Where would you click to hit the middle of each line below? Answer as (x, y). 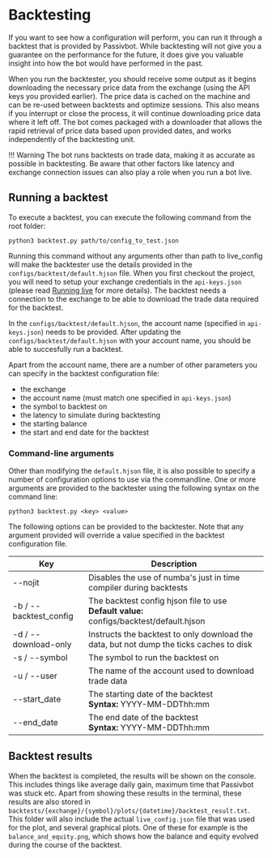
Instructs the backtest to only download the (171, 634)
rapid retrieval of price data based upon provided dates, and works (120, 131)
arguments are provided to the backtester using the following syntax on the (134, 488)
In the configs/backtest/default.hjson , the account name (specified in (127, 323)
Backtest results (51, 756)
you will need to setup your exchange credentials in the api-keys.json (125, 281)
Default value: (116, 611)
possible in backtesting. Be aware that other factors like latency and (121, 163)
